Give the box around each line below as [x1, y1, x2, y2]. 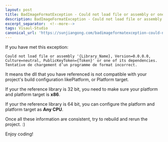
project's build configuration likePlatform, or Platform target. [5, 77, 129, 82]
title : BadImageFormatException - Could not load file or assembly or [5, 12, 155, 17]
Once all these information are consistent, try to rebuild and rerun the [5, 116, 148, 122]
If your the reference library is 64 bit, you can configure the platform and [5, 101, 155, 107]
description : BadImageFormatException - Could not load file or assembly [5, 16, 162, 21]
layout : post [5, 7, 32, 12]
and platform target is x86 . [5, 92, 60, 97]
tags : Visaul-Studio [5, 26, 48, 31]
